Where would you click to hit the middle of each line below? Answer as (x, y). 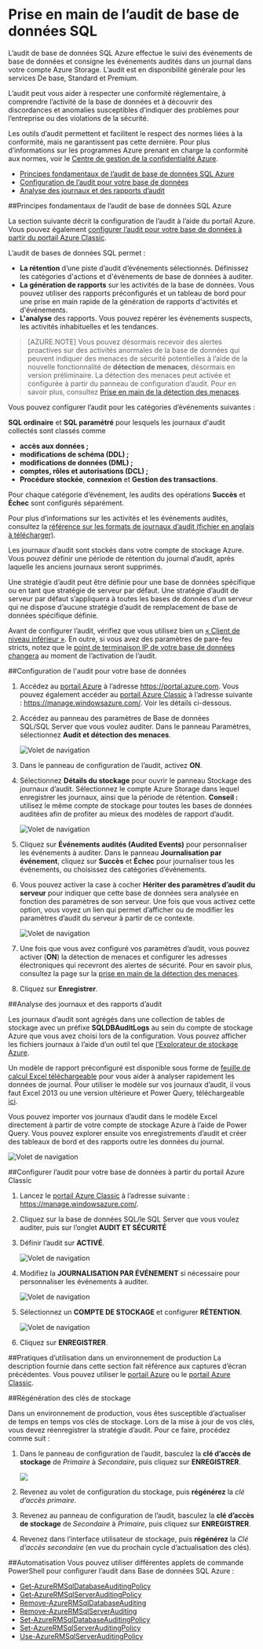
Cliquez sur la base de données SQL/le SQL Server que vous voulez (129, 1219)
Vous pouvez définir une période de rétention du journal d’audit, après (122, 558)
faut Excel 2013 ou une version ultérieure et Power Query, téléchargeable (126, 1093)
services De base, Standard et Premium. (73, 78)
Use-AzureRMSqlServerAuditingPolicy (81, 1636)
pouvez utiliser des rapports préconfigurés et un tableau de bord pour (133, 293)
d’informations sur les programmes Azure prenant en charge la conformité (128, 150)
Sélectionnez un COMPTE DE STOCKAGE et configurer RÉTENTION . (131, 1312)
